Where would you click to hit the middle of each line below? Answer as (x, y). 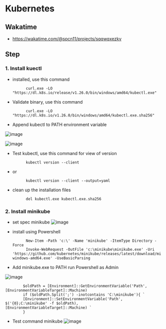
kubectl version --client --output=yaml (68, 181)
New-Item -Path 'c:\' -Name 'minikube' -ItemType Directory (89, 241)
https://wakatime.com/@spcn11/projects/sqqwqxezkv (67, 39)
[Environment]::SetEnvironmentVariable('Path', (73, 299)
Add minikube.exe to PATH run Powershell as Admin (65, 267)
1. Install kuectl (24, 68)
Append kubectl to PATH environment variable (59, 124)
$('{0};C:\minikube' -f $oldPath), (42, 303)
